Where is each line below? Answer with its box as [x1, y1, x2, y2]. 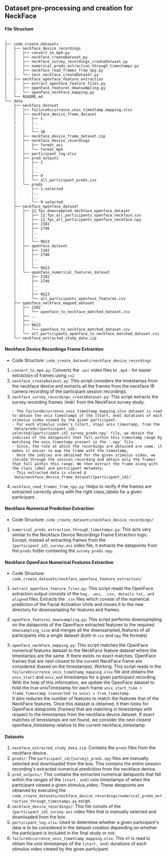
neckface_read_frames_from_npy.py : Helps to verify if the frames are [11, 483, 152, 489]
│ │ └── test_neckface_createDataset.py [4, 72, 99, 77]
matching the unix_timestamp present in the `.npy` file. [11, 439, 135, 445]
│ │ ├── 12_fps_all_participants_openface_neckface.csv [13, 213, 141, 218]
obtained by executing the [11, 787, 66, 793]
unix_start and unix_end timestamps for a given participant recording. [11, 674, 157, 680]
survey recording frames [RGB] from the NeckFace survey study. [11, 399, 145, 405]
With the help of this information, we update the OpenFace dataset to [11, 679, 154, 685]
